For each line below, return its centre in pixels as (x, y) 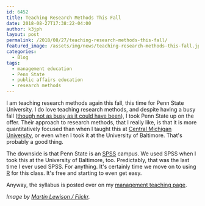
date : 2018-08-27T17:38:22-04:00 (49, 23)
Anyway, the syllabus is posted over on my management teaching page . (97, 185)
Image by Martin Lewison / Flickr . (48, 197)
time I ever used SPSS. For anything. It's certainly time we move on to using (101, 166)
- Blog (20, 57)
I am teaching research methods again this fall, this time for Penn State (95, 103)
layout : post (23, 35)
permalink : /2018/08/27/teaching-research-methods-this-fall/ (87, 40)
